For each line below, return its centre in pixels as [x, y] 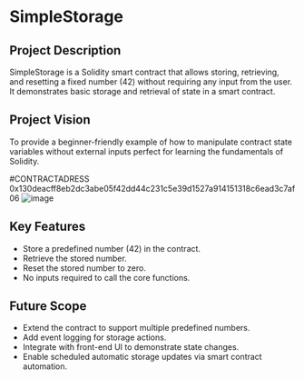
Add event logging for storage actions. [94, 337]
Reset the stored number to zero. [84, 268]
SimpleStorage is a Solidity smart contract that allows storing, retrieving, [144, 72]
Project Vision [50, 120]
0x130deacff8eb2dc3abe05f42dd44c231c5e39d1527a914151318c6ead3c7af [152, 188]
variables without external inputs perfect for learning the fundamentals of [147, 151]
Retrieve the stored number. [74, 258]
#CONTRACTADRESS [49, 178]
